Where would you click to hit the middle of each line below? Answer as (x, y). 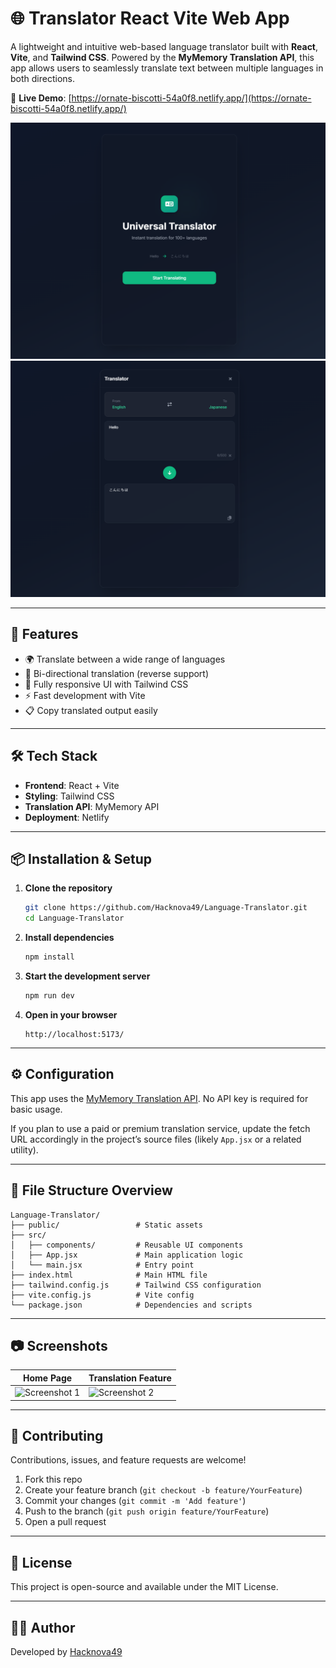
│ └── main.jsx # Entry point (102, 1265)
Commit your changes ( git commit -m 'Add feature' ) (135, 1501)
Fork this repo (53, 1479)
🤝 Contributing (57, 1435)
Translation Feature (130, 1378)
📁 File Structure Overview (91, 1190)
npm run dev (49, 996)
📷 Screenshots (59, 1345)
